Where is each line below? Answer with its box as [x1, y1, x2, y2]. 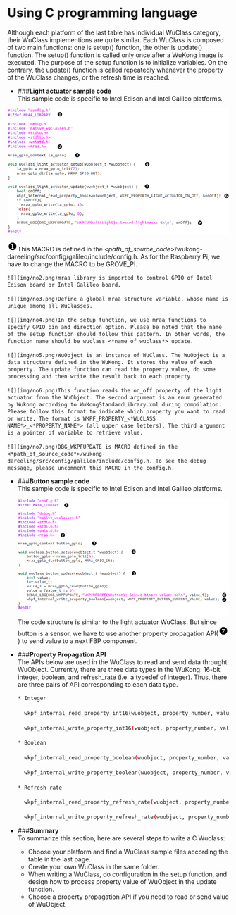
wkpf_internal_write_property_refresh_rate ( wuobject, [24, 814, 185, 821]
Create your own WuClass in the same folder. [27, 863, 160, 871]
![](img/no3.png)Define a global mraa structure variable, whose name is [7, 295, 229, 302]
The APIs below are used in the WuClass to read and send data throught [17, 658, 228, 666]
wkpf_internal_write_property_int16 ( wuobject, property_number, [24, 724, 217, 732]
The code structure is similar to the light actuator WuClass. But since [17, 618, 217, 626]
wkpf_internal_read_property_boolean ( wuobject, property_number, [24, 754, 220, 761]
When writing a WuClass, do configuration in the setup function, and [27, 870, 228, 878]
